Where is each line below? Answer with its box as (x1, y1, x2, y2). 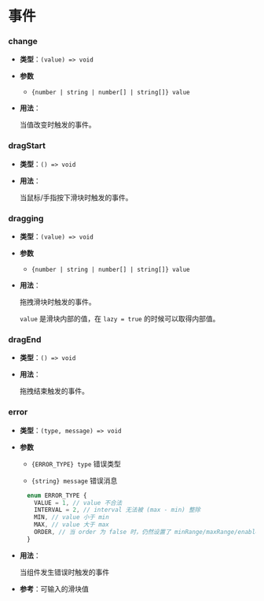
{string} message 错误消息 (31, 476, 118, 485)
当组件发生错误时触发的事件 (19, 567, 110, 577)
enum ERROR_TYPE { (27, 492, 87, 499)
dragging (8, 213, 44, 224)
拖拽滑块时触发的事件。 (19, 297, 96, 307)
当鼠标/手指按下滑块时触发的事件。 (19, 192, 133, 202)
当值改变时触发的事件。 (19, 120, 96, 130)
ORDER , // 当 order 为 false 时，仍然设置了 (34, 529, 171, 536)
